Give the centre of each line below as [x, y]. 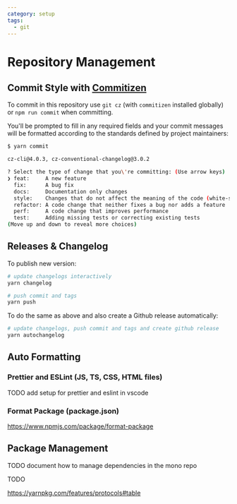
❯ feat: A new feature [47, 179]
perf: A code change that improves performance [91, 211]
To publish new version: [42, 263]
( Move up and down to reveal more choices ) [72, 224]
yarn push [22, 302]
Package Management [58, 449]
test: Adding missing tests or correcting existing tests [107, 218]
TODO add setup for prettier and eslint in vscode [78, 392]
